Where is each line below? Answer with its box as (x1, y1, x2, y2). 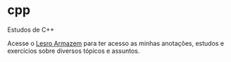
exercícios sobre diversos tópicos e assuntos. (7, 46, 140, 55)
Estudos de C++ (7, 25, 55, 34)
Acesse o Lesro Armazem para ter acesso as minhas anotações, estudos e (7, 39, 225, 47)
